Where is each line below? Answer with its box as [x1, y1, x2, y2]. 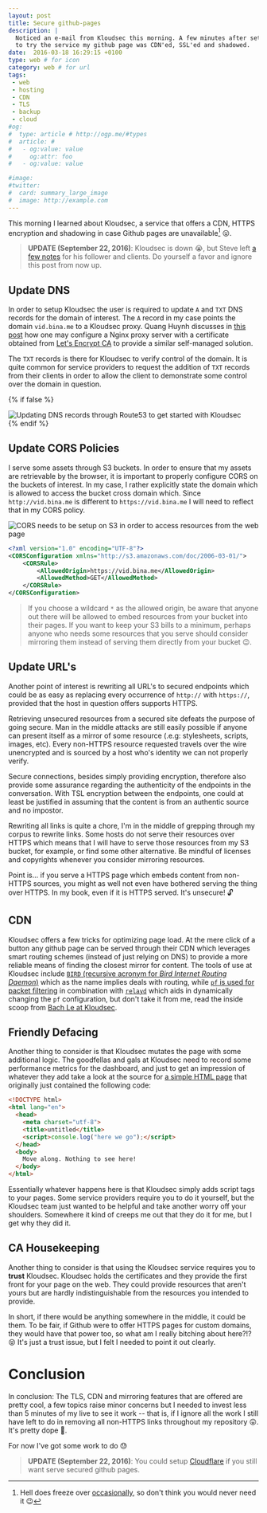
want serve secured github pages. [27, 1464, 141, 1474]
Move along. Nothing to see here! [22, 1155, 137, 1163]
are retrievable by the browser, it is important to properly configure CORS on [8, 471, 258, 480]
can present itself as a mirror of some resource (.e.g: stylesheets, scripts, [8, 731, 249, 740]
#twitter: [8, 182, 41, 190]
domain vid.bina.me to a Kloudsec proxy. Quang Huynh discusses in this [8, 322, 246, 331]
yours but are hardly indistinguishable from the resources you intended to [8, 1288, 249, 1297]
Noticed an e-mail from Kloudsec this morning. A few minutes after [15, 33, 247, 42]
